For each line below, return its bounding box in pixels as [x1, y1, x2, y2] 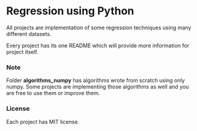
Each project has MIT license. [6, 118, 80, 125]
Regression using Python [6, 4, 135, 18]
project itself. [6, 48, 39, 55]
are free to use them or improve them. [6, 90, 100, 97]
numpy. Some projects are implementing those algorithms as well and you [6, 83, 189, 90]
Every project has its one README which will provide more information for [6, 42, 189, 49]
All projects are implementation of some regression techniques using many [6, 24, 192, 31]
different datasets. [6, 30, 52, 37]
